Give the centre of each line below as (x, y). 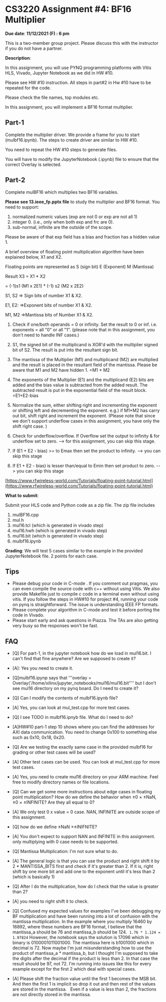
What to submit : (22, 495)
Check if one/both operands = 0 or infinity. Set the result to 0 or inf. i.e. (85, 324)
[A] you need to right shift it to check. (50, 901)
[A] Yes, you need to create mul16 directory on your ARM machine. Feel (85, 777)
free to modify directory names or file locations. (61, 782)
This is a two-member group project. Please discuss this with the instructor (82, 43)
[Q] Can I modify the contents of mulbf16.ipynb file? (65, 698)
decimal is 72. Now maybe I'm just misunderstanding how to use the (82, 948)
